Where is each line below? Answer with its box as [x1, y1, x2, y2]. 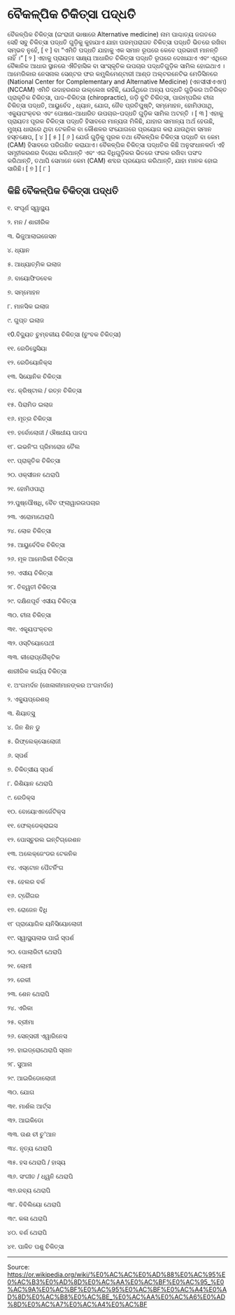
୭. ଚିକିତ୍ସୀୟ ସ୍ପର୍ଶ [7, 765, 54, 773]
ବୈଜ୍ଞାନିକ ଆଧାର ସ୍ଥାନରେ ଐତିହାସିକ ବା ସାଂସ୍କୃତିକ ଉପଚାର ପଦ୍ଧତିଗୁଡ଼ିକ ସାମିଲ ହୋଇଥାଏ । [7, 61, 225, 69]
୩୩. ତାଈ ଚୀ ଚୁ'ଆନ [7, 1130, 57, 1138]
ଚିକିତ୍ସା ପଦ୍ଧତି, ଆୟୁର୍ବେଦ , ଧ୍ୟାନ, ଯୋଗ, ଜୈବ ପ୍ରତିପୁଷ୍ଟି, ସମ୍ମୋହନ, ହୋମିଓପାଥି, [7, 101, 214, 109]
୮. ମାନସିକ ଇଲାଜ [7, 302, 50, 310]
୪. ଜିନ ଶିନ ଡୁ [7, 723, 41, 731]
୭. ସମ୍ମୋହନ [7, 288, 41, 296]
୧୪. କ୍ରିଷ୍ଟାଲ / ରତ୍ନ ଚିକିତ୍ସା [7, 386, 83, 394]
